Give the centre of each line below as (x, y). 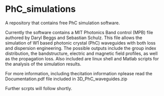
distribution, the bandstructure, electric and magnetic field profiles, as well (82, 53)
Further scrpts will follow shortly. (39, 88)
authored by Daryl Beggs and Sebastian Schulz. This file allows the (74, 38)
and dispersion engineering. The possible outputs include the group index (81, 48)
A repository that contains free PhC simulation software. (63, 23)
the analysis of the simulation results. (43, 64)
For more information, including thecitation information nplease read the (79, 73)
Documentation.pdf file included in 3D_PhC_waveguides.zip (66, 79)
